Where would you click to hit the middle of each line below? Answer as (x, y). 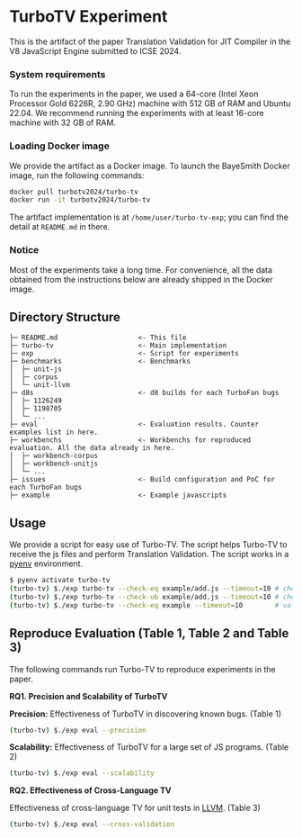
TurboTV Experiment (89, 17)
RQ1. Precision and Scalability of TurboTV (89, 696)
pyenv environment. (46, 563)
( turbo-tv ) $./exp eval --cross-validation (92, 824)
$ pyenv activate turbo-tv (60, 581)
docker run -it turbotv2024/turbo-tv (80, 200)
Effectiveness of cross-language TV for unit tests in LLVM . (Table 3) (135, 808)
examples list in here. (54, 433)
